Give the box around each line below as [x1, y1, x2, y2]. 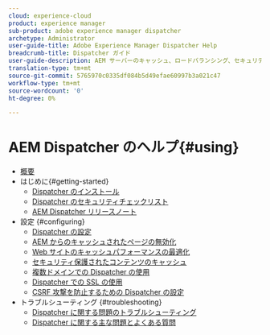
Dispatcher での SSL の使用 [31, 277, 123, 287]
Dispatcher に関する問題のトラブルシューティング [31, 308, 197, 317]
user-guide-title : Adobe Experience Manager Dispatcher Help [8, 42, 218, 50]
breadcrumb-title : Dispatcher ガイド [8, 49, 131, 57]
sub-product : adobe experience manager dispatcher [8, 27, 182, 35]
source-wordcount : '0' [8, 86, 84, 95]
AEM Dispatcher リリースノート [31, 207, 137, 217]
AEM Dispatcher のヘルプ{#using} [8, 139, 239, 157]
